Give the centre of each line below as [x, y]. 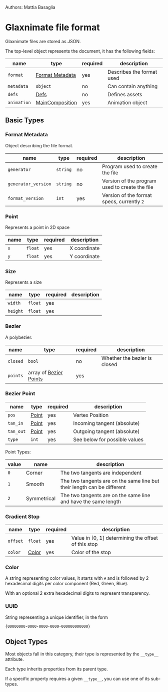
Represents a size [23, 282]
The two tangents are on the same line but [110, 481]
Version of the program [129, 181]
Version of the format [127, 195]
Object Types [26, 642]
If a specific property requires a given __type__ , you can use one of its [77, 678]
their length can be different [93, 487]
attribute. [14, 659]
